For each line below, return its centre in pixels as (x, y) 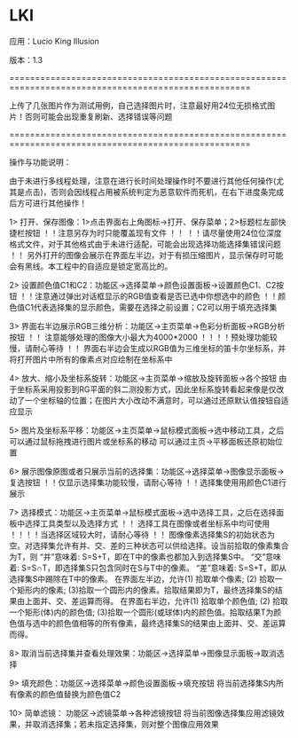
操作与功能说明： (40, 161)
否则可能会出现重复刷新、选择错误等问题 (98, 116)
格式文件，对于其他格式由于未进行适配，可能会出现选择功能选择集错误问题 (145, 244)
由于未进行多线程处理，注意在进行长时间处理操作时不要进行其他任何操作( (143, 181)
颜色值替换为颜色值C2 (80, 694)
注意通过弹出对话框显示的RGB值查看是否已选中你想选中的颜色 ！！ (156, 296)
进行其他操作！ (59, 203)
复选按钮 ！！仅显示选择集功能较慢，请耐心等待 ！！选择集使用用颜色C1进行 (148, 482)
